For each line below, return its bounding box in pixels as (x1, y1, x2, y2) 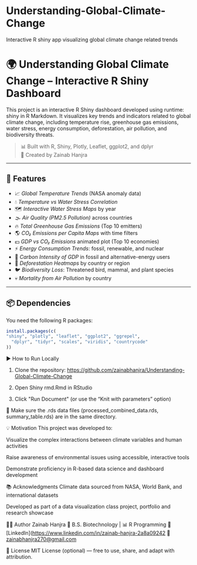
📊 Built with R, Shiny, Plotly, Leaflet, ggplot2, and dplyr (20, 143, 154, 150)
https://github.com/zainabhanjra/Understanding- (67, 366, 185, 374)
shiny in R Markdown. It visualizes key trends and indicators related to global (6, 112, 191, 119)
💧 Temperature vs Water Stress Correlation (14, 198, 118, 205)
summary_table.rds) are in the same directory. (6, 413, 117, 420)
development (6, 472, 38, 478)
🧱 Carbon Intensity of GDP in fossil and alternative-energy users (14, 253, 170, 260)
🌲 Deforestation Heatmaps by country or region (14, 260, 130, 267)
